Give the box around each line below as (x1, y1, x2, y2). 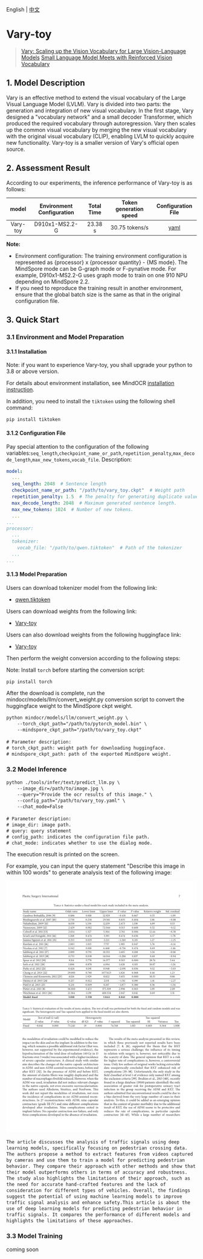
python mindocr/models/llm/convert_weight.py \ (6, 715, 129, 721)
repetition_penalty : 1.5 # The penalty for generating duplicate (11, 494, 182, 500)
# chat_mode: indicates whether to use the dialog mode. (6, 840, 153, 847)
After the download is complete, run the (6, 689, 105, 696)
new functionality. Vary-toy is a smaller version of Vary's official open (6, 139, 179, 146)
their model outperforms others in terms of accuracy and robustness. (6, 1169, 188, 1175)
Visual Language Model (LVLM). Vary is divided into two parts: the (6, 100, 171, 108)
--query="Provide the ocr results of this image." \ (17, 791, 153, 798)
